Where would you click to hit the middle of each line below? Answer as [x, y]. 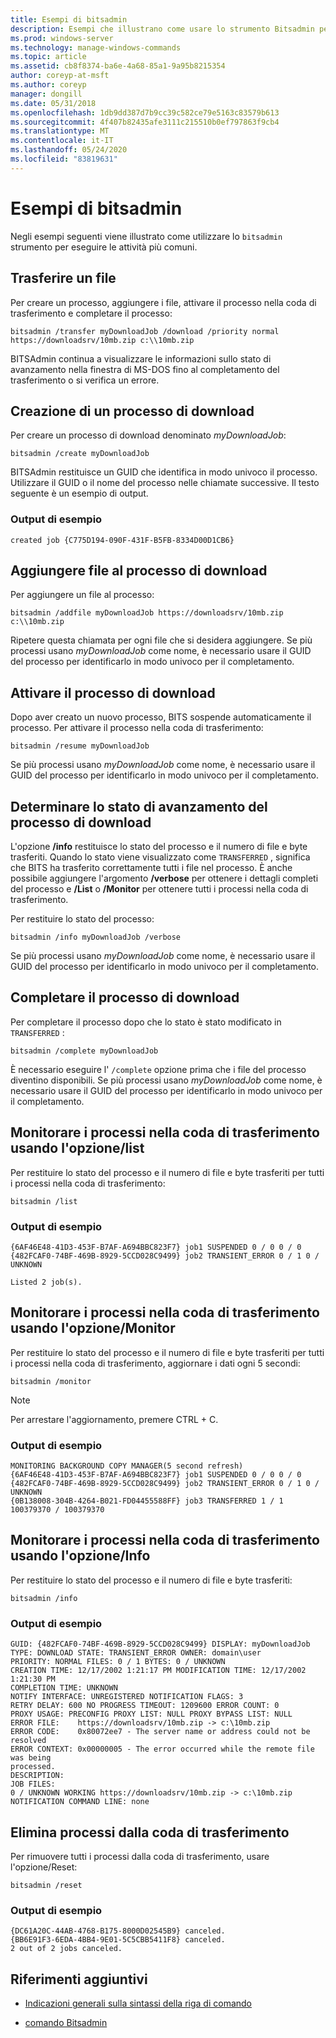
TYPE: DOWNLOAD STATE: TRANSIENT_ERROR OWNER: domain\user [136, 1653]
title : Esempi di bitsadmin [69, 19]
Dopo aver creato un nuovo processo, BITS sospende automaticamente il [161, 717]
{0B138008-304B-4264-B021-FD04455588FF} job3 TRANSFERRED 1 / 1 [147, 1501]
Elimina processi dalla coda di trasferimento [150, 1832]
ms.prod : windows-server [62, 38]
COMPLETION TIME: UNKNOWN [64, 1688]
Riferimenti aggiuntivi [79, 1979]
